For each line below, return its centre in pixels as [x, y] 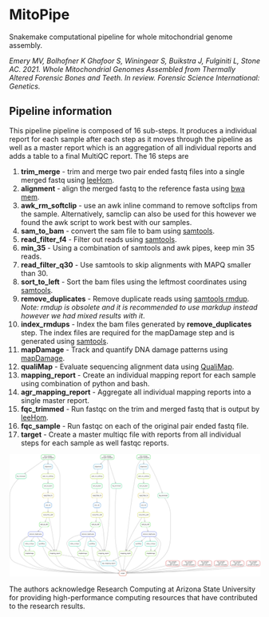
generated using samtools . [64, 341]
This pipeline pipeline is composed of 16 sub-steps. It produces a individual [133, 130]
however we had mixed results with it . [83, 315]
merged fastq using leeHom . [67, 180]
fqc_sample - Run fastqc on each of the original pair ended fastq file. [134, 425]
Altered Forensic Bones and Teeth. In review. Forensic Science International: [134, 77]
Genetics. [25, 86]
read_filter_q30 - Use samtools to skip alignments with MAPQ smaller [136, 264]
